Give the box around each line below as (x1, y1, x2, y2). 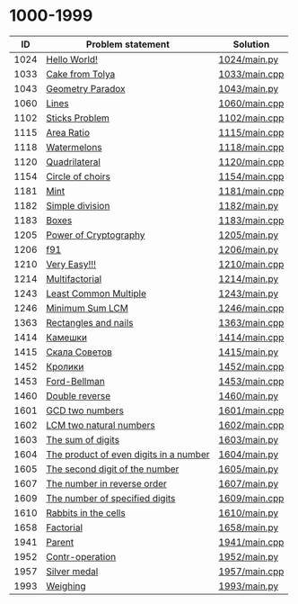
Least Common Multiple (46, 287, 146, 300)
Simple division (46, 199, 110, 212)
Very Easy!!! (46, 257, 97, 270)
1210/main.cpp (218, 257, 285, 270)
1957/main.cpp (218, 564, 285, 577)
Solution (232, 38, 270, 50)
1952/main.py (218, 550, 279, 563)
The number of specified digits (46, 491, 176, 504)
